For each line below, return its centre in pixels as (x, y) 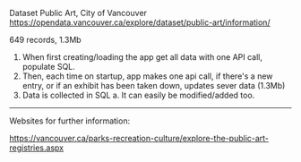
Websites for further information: (70, 121)
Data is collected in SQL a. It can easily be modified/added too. (138, 95)
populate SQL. (49, 67)
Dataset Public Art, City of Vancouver (78, 13)
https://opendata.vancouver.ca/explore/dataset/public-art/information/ (140, 22)
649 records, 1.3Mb (46, 40)
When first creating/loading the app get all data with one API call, (142, 57)
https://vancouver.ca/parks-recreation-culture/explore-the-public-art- (139, 138)
